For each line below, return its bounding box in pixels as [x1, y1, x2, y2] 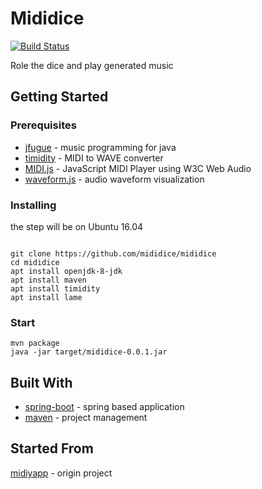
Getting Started [10, 88, 109, 106]
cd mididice [10, 257, 60, 267]
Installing [10, 198, 57, 212]
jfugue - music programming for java [24, 141, 177, 153]
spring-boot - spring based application [24, 401, 185, 413]
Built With [10, 374, 73, 391]
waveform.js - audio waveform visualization [24, 173, 205, 185]
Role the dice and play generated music [10, 59, 174, 71]
